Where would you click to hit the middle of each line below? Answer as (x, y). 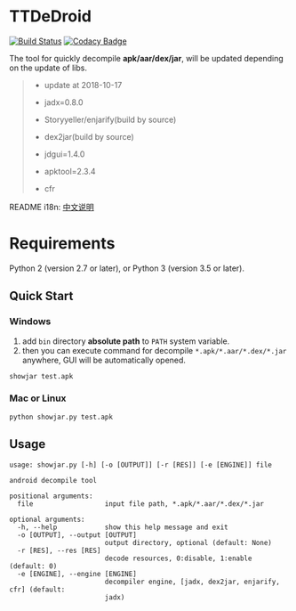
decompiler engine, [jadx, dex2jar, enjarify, (192, 582)
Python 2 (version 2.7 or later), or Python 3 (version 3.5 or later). (127, 268)
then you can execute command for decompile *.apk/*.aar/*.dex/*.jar (154, 350)
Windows (30, 322)
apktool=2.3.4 (70, 171)
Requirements (62, 244)
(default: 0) (33, 566)
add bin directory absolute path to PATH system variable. (126, 341)
